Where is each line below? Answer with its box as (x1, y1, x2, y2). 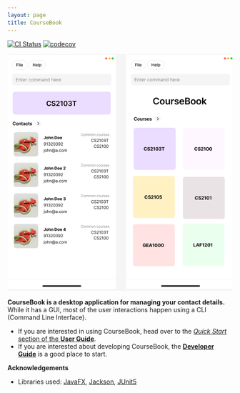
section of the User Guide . (17, 334, 96, 343)
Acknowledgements (7, 363, 69, 372)
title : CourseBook (7, 19, 62, 26)
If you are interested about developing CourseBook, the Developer (17, 342, 214, 350)
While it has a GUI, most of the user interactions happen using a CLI (7, 305, 207, 314)
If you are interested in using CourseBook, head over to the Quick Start (17, 327, 227, 335)
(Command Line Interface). (7, 313, 87, 322)
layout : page (7, 11, 46, 19)
